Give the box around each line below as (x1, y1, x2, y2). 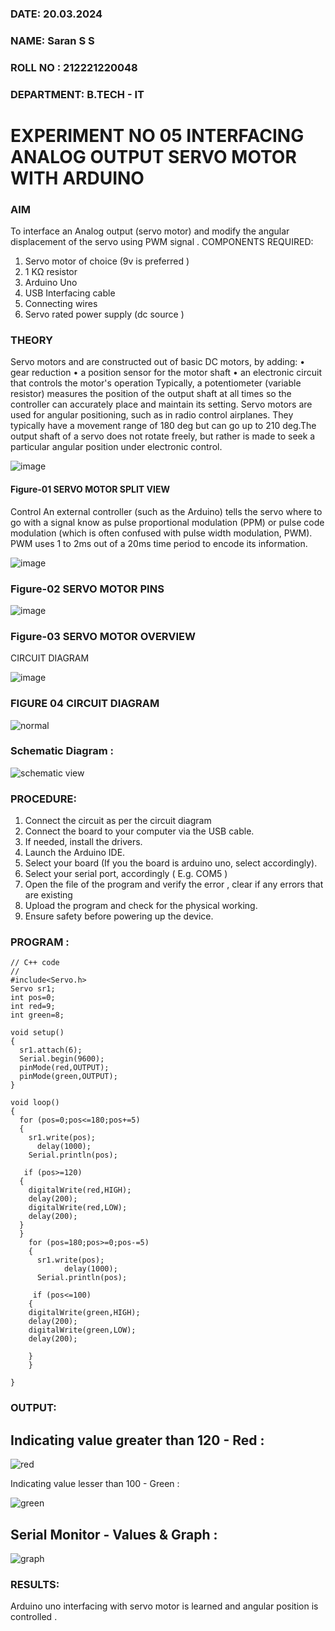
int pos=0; (10, 993, 56, 1003)
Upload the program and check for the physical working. (24, 900, 258, 912)
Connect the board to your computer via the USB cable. (24, 825, 255, 837)
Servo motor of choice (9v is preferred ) (24, 255, 190, 267)
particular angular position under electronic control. (10, 441, 223, 453)
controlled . (10, 1611, 58, 1623)
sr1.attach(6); (19, 1045, 83, 1056)
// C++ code (10, 958, 60, 968)
